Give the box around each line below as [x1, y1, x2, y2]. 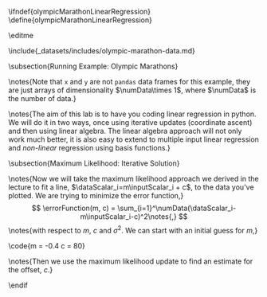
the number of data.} [8, 94, 77, 103]
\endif [8, 280, 28, 290]
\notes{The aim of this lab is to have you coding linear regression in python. [8, 109, 257, 119]
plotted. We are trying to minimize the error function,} [8, 191, 184, 200]
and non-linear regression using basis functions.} [8, 143, 171, 152]
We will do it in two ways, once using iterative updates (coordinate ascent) [8, 118, 253, 127]
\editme [8, 31, 34, 40]
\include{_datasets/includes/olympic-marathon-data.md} [8, 46, 195, 55]
